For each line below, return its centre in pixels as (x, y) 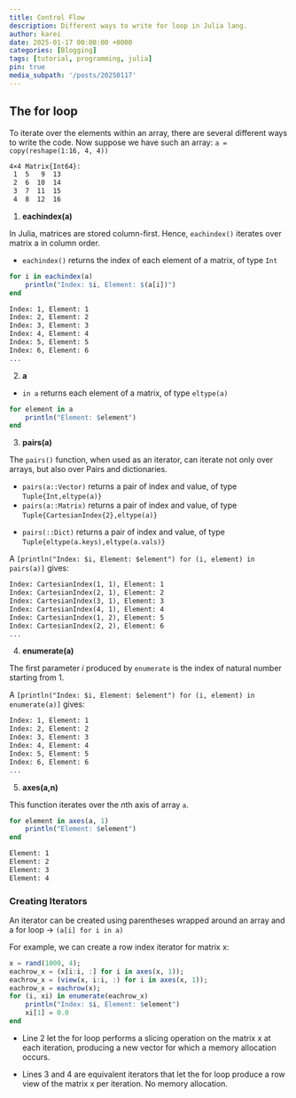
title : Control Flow (47, 17)
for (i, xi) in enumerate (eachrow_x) (79, 997)
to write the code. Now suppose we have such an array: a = (118, 142)
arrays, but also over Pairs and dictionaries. (89, 469)
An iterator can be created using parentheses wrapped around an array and (147, 920)
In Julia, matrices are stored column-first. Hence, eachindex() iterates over (145, 233)
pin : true (27, 68)
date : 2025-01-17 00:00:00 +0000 (71, 42)
